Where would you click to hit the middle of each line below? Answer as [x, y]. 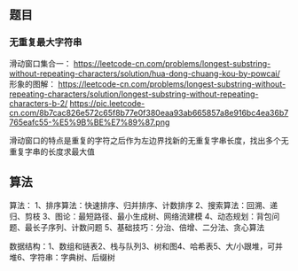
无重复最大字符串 [46, 43]
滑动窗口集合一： [40, 63]
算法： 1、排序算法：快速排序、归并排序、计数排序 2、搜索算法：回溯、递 [144, 205]
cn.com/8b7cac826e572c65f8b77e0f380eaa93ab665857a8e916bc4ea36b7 [149, 112]
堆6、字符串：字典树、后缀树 [62, 257]
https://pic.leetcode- [107, 103]
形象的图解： [32, 84]
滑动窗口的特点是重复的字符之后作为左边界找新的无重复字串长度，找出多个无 [149, 140]
